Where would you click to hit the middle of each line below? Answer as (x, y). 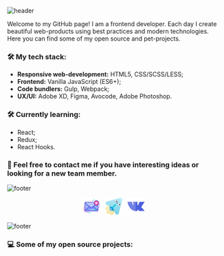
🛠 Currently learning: (44, 115)
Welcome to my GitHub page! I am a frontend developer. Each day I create (112, 24)
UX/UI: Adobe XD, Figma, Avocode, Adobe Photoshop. (94, 96)
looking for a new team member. (62, 173)
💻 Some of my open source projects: (70, 244)
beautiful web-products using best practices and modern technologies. (108, 31)
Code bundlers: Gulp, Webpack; (63, 89)
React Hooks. (36, 147)
